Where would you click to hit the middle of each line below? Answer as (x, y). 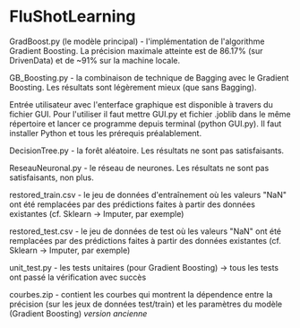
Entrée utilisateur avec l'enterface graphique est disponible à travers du (141, 104)
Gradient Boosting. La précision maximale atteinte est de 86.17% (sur (136, 50)
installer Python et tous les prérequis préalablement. (106, 133)
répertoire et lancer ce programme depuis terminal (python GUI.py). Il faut (146, 124)
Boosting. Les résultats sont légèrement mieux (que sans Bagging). (133, 87)
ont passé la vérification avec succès (78, 277)
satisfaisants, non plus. (51, 177)
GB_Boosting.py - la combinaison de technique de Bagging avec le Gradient (149, 77)
